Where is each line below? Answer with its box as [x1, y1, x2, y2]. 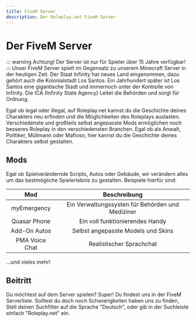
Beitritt [6, 275, 32, 285]
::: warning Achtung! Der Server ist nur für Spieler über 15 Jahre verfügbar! [6, 58, 186, 65]
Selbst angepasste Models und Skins [72, 227, 174, 235]
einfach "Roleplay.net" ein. [6, 310, 70, 317]
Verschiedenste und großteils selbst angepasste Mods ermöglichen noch [6, 119, 182, 126]
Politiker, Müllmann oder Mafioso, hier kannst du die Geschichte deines [6, 132, 177, 139]
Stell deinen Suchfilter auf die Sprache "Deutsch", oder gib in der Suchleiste [6, 303, 189, 310]
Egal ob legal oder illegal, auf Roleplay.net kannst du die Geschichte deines [6, 107, 187, 114]
